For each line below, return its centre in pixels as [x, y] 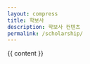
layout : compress [33, 14]
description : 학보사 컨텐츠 [44, 27]
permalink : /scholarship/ [45, 33]
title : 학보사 [26, 20]
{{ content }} [25, 53]
